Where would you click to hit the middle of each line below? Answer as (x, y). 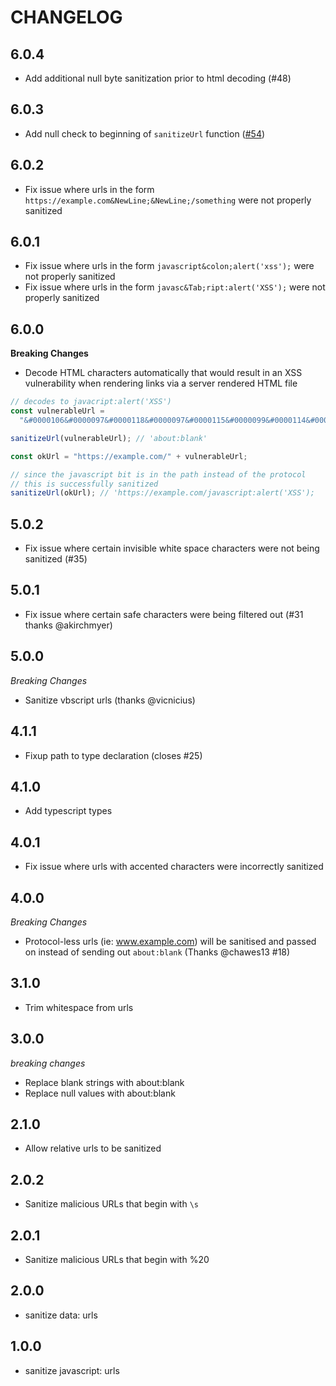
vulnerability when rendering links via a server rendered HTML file (161, 383)
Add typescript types (68, 811)
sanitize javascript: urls (72, 1370)
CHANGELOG (66, 17)
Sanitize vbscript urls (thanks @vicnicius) (110, 700)
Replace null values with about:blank (100, 1093)
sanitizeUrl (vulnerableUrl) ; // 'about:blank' (109, 438)
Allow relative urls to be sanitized (93, 1148)
